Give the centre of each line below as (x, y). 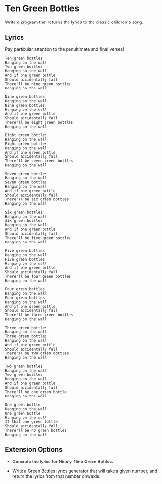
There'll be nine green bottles (38, 84)
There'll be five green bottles (38, 238)
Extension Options (34, 450)
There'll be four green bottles (38, 276)
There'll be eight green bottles (39, 122)
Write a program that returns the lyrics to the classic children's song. (74, 22)
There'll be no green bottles (36, 430)
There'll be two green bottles (37, 353)
